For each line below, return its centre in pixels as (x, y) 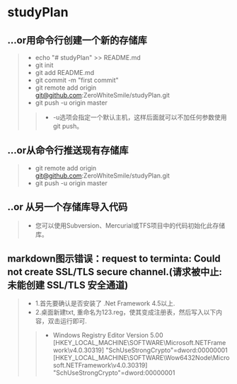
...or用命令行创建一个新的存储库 (77, 40)
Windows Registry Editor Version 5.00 (108, 335)
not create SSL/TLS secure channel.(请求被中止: (115, 272)
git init (44, 65)
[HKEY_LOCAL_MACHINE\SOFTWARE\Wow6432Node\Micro (141, 358)
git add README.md (65, 72)
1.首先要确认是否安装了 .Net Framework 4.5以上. (105, 303)
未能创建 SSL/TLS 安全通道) (68, 285)
